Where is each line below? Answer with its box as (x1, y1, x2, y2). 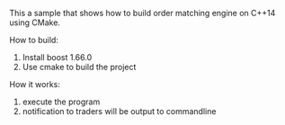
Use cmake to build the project (22, 62, 137, 72)
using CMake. (9, 17, 61, 28)
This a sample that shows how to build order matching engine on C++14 (9, 8, 276, 18)
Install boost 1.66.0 (22, 52, 93, 62)
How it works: (9, 79, 61, 89)
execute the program (22, 96, 101, 107)
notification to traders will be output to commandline (22, 106, 217, 116)
